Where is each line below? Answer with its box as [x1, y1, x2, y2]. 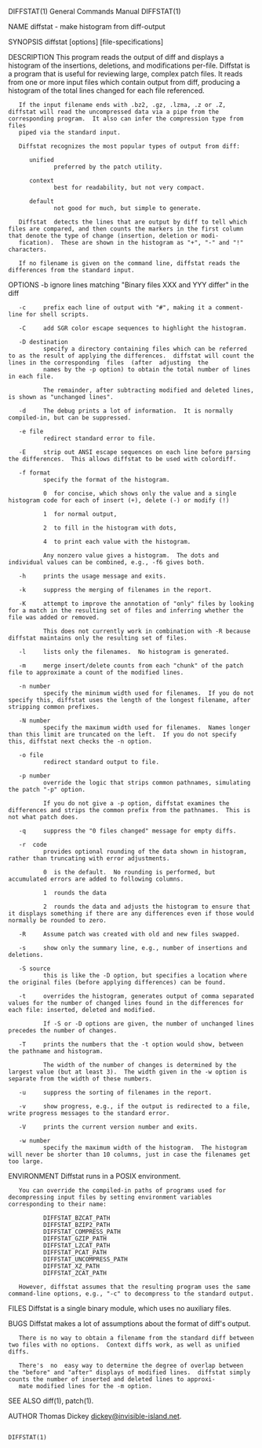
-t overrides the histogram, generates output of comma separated [18, 992, 255, 1000]
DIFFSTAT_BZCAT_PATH [42, 1214, 111, 1222]
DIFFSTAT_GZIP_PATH [42, 1235, 107, 1243]
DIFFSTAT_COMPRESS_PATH [42, 1228, 122, 1236]
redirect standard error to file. [42, 434, 156, 442]
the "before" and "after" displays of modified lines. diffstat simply [8, 1369, 251, 1376]
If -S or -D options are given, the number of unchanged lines [42, 1020, 255, 1028]
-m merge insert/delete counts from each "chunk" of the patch [18, 662, 244, 670]
